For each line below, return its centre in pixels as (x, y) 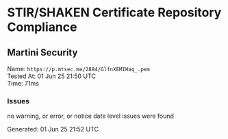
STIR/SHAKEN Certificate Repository (114, 13)
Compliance (42, 27)
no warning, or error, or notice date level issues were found (91, 116)
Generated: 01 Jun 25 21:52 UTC (53, 129)
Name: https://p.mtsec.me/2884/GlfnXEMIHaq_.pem (79, 69)
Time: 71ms (23, 83)
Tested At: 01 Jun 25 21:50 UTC (51, 76)
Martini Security (42, 52)
